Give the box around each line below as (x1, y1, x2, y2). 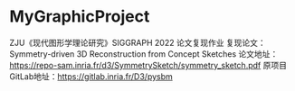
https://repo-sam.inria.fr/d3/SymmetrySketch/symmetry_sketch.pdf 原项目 (9, 59, 288, 70)
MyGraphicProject (9, 6, 150, 27)
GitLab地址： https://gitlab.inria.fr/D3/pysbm (9, 70, 174, 82)
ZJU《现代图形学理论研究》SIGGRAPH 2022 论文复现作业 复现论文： (9, 37, 267, 48)
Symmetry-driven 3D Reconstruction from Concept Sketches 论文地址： (9, 48, 279, 59)
